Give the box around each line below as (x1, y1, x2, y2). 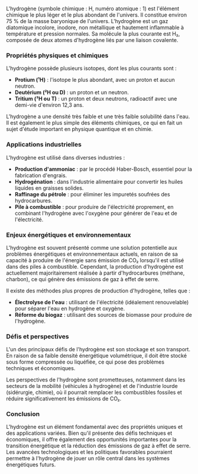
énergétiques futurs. (6, 461, 56, 468)
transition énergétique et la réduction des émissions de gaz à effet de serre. (6, 442, 191, 450)
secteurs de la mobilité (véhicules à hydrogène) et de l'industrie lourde (6, 383, 178, 390)
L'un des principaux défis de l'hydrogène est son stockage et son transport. (6, 346, 191, 353)
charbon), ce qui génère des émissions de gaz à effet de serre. (6, 275, 160, 282)
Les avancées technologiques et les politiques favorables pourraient (6, 448, 173, 456)
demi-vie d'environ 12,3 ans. (14, 101, 84, 109)
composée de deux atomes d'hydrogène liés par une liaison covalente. (6, 37, 178, 43)
